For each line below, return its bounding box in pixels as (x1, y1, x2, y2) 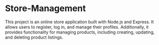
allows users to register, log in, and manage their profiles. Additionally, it (5, 24, 149, 30)
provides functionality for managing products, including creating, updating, (5, 29, 155, 35)
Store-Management (5, 3, 86, 14)
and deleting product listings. (5, 34, 64, 40)
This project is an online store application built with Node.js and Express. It (5, 19, 154, 25)
